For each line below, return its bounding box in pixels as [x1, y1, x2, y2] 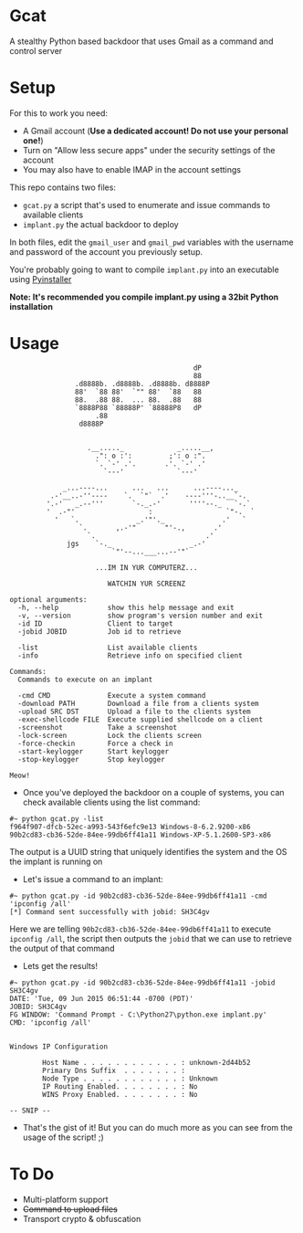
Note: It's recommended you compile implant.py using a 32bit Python [9, 291, 279, 302]
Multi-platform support [22, 1194, 109, 1205]
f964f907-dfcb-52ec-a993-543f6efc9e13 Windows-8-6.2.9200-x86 [9, 822, 251, 831]
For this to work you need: [9, 107, 108, 119]
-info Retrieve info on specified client [17, 650, 244, 660]
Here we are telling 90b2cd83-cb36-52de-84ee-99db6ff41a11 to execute [9, 923, 272, 934]
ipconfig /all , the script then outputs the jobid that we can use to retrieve [9, 933, 292, 943]
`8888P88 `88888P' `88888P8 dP [74, 403, 203, 412]
